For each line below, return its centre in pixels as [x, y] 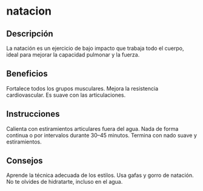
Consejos [25, 161]
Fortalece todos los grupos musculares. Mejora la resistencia [82, 88]
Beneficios [27, 74]
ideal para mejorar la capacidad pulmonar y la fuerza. [73, 55]
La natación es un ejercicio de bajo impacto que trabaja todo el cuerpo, [95, 48]
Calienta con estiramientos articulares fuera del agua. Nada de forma [92, 128]
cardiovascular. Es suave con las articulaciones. [66, 95]
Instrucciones [33, 114]
